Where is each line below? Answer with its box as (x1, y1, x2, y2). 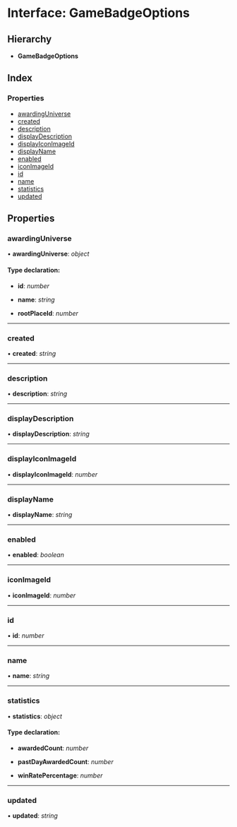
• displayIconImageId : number (7, 470, 98, 478)
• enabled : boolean (7, 551, 65, 559)
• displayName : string (7, 511, 73, 519)
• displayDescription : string (7, 429, 90, 439)
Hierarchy (7, 33, 52, 45)
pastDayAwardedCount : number (17, 757, 114, 766)
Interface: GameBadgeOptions (7, 5, 190, 21)
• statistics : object (7, 712, 62, 720)
